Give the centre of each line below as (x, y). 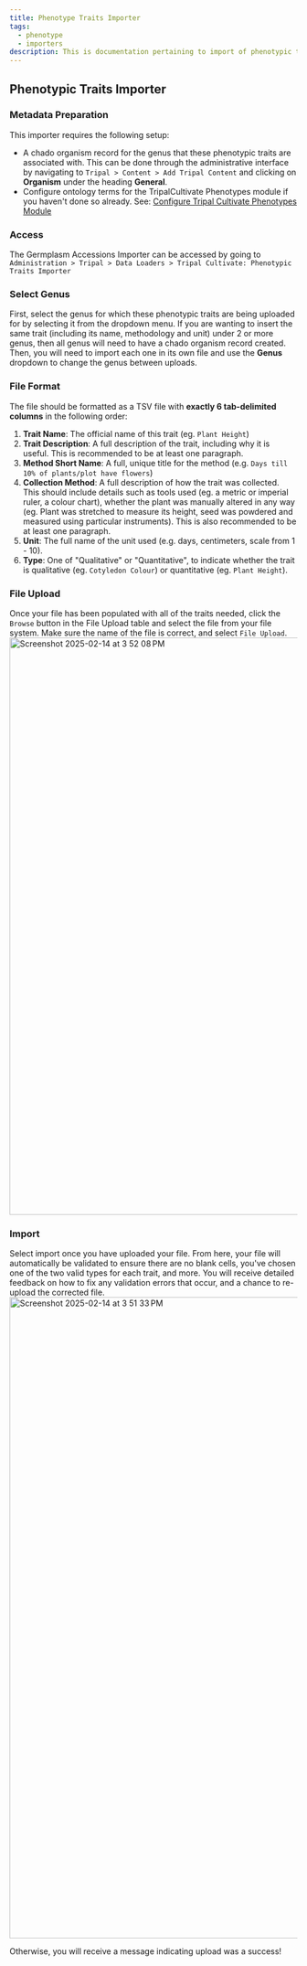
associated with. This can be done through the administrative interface (156, 162)
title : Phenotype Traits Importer (75, 18)
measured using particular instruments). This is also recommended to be (159, 521)
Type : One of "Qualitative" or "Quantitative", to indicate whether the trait (159, 560)
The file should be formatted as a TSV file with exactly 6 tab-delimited (143, 406)
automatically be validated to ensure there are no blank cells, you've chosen (153, 1264)
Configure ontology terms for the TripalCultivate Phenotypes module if (155, 191)
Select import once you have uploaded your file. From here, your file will (145, 1254)
